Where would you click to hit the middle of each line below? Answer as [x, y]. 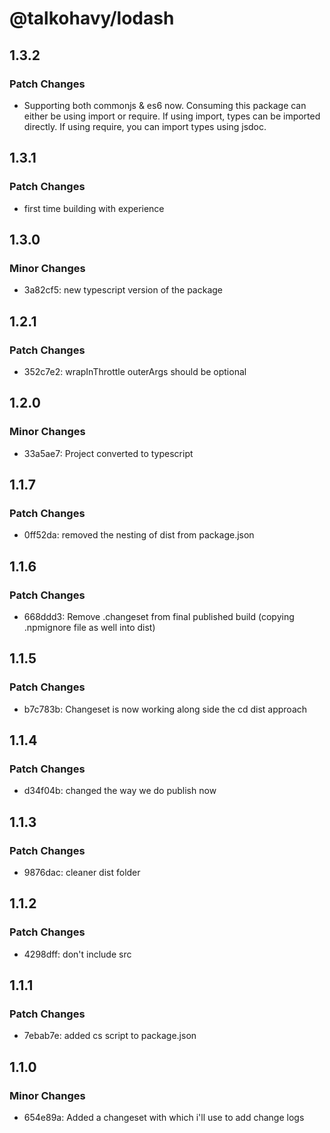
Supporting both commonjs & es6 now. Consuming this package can [165, 105]
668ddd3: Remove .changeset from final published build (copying [159, 616]
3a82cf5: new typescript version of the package [123, 290]
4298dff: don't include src [77, 954]
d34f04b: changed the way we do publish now [120, 791]
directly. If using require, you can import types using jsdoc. [145, 126]
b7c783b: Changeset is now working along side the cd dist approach [165, 709]
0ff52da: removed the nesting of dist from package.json [139, 535]
